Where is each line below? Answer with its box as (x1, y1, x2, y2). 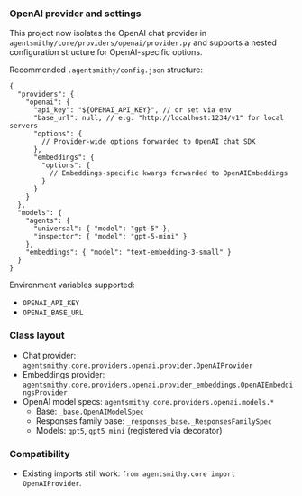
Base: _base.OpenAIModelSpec (35, 406, 144, 416)
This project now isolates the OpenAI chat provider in (9, 28, 207, 39)
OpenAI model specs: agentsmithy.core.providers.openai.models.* (22, 396, 275, 407)
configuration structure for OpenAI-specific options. (9, 47, 203, 58)
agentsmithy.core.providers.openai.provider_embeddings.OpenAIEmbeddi (22, 380, 294, 389)
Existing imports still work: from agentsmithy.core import (22, 468, 236, 479)
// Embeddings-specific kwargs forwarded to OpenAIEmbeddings (49, 169, 288, 178)
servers (9, 121, 39, 131)
